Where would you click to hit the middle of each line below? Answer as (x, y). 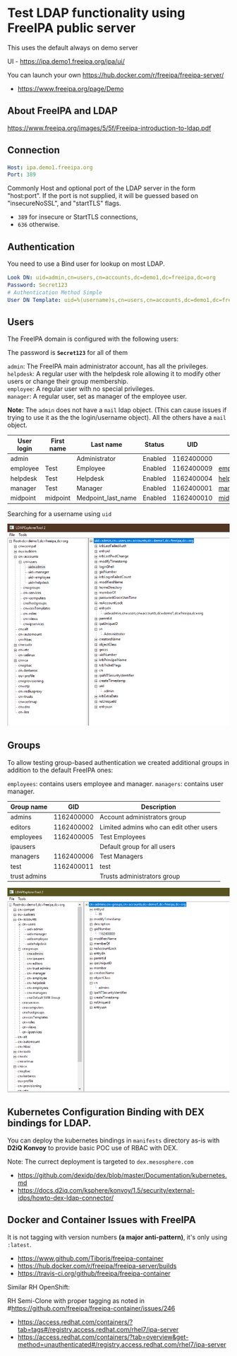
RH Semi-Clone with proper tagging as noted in (76, 1301)
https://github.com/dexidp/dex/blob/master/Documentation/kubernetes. (122, 1175)
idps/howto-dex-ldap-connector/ (66, 1198)
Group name (29, 807)
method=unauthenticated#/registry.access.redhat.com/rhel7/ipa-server (122, 1344)
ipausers (23, 847)
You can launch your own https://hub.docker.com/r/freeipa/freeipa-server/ (116, 75)
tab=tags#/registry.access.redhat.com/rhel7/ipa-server (98, 1329)
